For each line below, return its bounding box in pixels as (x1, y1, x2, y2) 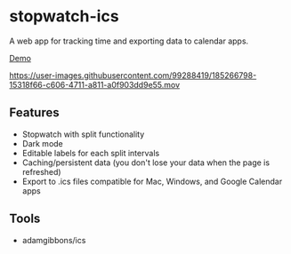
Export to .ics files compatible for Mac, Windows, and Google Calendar (21, 176, 283, 187)
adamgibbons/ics (21, 234, 86, 245)
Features (9, 105, 60, 121)
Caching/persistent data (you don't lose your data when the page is (21, 157, 270, 168)
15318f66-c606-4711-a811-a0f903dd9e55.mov (9, 79, 181, 90)
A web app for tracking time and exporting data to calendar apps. (9, 36, 249, 46)
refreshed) (21, 166, 61, 177)
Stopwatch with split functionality (21, 129, 145, 139)
